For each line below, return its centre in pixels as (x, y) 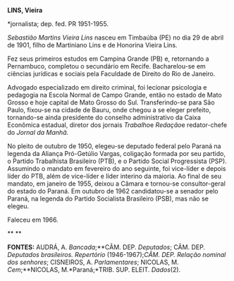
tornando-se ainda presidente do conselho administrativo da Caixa (104, 117)
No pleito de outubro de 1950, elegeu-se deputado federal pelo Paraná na (114, 146)
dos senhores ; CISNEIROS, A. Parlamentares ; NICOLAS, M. (93, 262)
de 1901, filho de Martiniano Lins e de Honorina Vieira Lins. (92, 45)
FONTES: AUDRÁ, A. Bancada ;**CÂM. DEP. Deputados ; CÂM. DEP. (106, 247)
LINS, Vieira (25, 10)
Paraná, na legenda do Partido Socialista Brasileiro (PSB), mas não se (108, 198)
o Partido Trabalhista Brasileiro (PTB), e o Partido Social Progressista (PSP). (117, 161)
